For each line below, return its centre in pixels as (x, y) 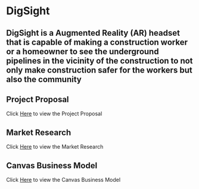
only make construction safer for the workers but (99, 70)
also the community (44, 79)
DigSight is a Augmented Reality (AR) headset (93, 33)
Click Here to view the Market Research (55, 147)
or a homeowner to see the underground (83, 51)
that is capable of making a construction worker (97, 42)
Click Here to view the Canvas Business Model (63, 180)
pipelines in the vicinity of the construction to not (99, 61)
